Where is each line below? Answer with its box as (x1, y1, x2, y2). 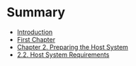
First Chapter (16, 35, 56, 43)
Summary (6, 4, 65, 21)
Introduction (16, 28, 53, 36)
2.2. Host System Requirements (16, 50, 110, 59)
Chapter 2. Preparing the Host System (16, 43, 129, 51)
